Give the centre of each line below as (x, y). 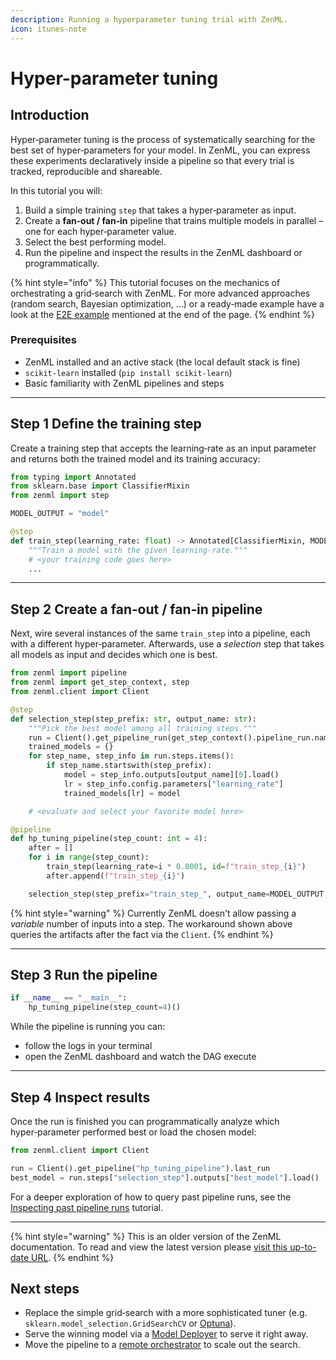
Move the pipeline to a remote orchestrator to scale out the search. (162, 1345)
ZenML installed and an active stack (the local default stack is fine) (162, 362)
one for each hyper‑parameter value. (100, 231)
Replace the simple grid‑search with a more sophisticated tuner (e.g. (166, 1313)
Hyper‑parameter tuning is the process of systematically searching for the (163, 139)
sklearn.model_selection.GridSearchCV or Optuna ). (130, 1323)
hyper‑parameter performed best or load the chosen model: (133, 1132)
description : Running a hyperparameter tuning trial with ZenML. (149, 19)
